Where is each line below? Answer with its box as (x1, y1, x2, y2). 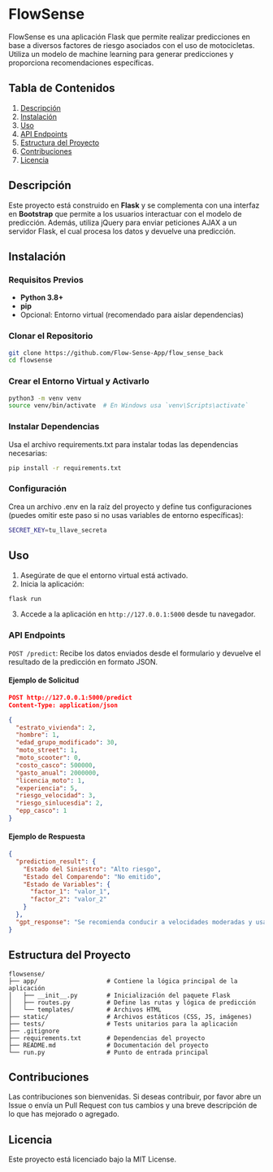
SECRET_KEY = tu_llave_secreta (8, 526, 107, 534)
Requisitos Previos (8, 274, 84, 285)
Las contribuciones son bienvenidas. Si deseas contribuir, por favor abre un (8, 1092, 262, 1102)
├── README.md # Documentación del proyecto (8, 1041, 209, 1049)
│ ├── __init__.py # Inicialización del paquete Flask (8, 991, 231, 999)
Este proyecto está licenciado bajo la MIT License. (8, 1154, 177, 1165)
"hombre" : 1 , (15, 731, 60, 740)
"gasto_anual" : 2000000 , (15, 769, 100, 777)
